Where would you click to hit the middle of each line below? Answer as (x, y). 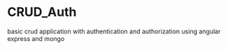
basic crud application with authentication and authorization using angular (114, 31)
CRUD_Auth (42, 12)
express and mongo (36, 38)
